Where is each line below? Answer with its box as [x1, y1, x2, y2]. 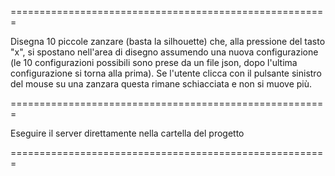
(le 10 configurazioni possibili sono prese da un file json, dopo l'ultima [10, 57, 298, 68]
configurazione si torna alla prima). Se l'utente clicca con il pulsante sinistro [10, 67, 322, 79]
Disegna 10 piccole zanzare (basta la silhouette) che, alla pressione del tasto [10, 36, 326, 47]
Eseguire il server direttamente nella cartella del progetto [10, 127, 245, 139]
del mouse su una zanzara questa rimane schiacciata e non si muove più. [10, 78, 313, 90]
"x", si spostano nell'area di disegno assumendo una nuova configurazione [10, 46, 319, 58]
